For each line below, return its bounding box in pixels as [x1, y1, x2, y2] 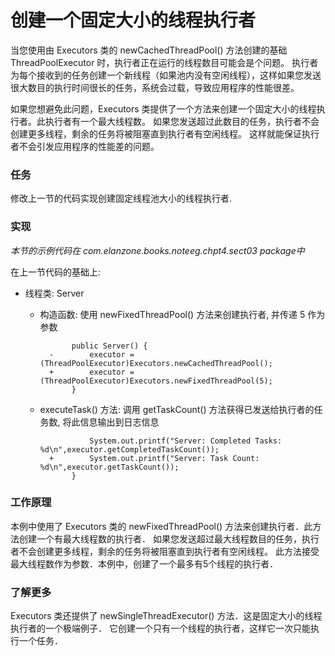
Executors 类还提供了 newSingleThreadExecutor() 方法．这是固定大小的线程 [10, 610, 323, 622]
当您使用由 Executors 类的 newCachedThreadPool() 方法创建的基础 [10, 44, 288, 56]
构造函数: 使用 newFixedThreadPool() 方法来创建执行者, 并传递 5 [39, 308, 306, 320]
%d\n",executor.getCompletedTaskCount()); [39, 444, 220, 455]
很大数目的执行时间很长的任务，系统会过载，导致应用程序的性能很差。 [10, 81, 300, 93]
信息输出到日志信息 [79, 416, 160, 428]
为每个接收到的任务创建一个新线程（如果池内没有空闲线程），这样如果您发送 [10, 69, 322, 81]
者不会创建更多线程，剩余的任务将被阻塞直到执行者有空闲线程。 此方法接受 [10, 545, 320, 557]
